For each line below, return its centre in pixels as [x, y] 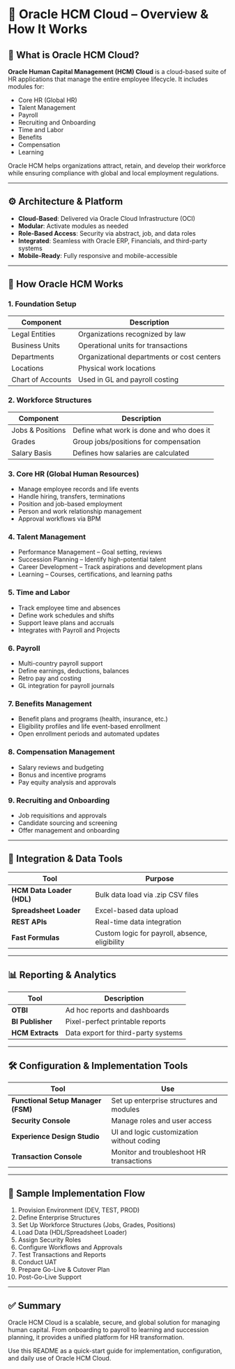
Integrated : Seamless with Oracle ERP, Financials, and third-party [113, 241]
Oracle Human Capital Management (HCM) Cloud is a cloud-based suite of [117, 72]
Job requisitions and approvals [62, 815]
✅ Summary [35, 1306]
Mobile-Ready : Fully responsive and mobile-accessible [98, 255]
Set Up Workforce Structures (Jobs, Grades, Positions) [97, 1225]
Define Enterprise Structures [59, 1218]
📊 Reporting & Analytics [62, 975]
